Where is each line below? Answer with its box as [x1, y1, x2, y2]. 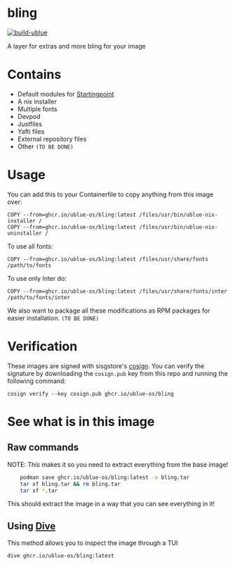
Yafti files [17, 127, 45, 135]
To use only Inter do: [7, 274, 67, 282]
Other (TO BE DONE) [17, 142, 74, 151]
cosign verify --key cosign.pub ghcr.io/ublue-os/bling [7, 390, 174, 397]
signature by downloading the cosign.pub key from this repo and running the [7, 369, 228, 377]
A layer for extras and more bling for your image [7, 42, 146, 50]
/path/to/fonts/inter [7, 294, 71, 301]
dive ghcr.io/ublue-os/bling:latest [7, 553, 114, 560]
